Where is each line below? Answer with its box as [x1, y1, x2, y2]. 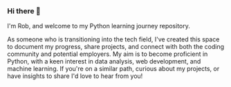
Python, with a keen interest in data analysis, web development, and [7, 57, 201, 66]
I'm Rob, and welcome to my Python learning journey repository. [7, 22, 190, 30]
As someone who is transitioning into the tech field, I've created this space [7, 35, 220, 43]
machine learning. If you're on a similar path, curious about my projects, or [7, 65, 220, 73]
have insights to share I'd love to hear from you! [7, 72, 143, 80]
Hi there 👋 [7, 6, 41, 16]
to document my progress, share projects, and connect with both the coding [7, 43, 225, 51]
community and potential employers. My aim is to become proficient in [7, 50, 208, 58]
